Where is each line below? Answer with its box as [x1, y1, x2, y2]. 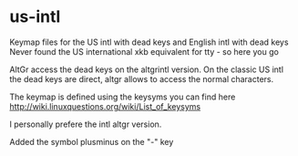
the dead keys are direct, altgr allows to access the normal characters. [9, 73, 274, 84]
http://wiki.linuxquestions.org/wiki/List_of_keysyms [9, 100, 201, 111]
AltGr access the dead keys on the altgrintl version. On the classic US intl [9, 64, 284, 75]
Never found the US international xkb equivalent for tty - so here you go [9, 46, 280, 57]
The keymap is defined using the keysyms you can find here [9, 91, 236, 102]
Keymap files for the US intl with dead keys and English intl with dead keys [9, 36, 289, 47]
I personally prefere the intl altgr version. [9, 119, 162, 130]
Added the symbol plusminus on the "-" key [9, 136, 174, 147]
